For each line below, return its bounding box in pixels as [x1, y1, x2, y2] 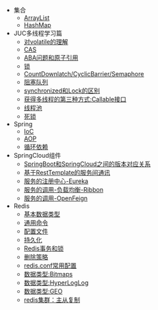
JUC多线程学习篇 [13, 29, 63, 37]
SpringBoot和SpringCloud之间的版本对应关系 [23, 160, 151, 168]
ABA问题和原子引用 [23, 53, 79, 62]
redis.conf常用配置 [23, 261, 77, 270]
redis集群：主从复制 [23, 296, 81, 304]
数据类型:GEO [23, 287, 63, 295]
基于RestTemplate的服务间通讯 [23, 169, 111, 176]
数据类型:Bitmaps [23, 270, 73, 278]
